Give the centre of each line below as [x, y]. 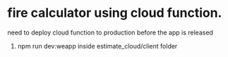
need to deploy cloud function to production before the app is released [110, 32]
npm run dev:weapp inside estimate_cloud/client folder [97, 46]
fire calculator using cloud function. [115, 13]
